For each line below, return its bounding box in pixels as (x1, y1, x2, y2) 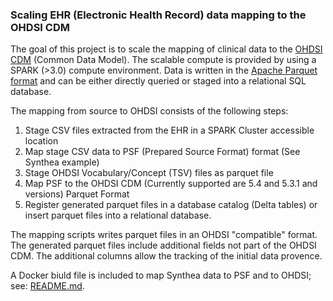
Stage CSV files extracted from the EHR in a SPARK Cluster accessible (24, 124, 315, 137)
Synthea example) (24, 156, 100, 168)
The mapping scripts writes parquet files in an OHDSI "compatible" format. (10, 229, 318, 241)
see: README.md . (10, 280, 85, 292)
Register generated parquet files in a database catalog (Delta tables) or (24, 199, 318, 211)
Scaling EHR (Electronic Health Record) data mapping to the (10, 8, 307, 22)
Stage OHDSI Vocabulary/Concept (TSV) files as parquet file (24, 167, 274, 179)
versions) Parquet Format (24, 188, 130, 200)
